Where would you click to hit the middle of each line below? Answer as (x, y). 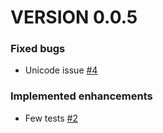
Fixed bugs (38, 49)
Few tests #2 (51, 118)
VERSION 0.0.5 (74, 17)
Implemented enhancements (81, 96)
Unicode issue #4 (61, 70)
